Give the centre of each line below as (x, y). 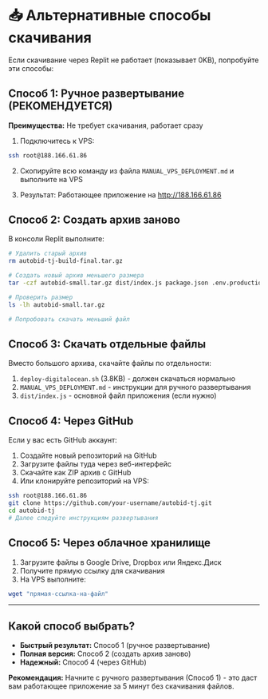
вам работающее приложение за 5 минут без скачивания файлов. (121, 686)
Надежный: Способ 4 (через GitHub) (83, 662)
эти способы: (31, 68)
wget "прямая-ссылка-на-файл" (59, 594)
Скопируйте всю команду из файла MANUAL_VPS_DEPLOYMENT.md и (127, 171)
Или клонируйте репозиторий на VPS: (84, 481)
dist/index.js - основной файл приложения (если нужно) (118, 395)
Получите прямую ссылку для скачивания (92, 570)
